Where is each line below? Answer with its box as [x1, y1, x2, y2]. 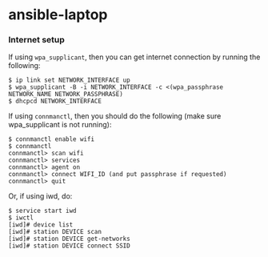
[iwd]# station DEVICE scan [8, 228, 102, 236]
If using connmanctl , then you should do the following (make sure [8, 111, 222, 121]
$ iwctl [8, 214, 34, 222]
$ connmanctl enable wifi [8, 135, 94, 143]
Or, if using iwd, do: [8, 191, 73, 201]
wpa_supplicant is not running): [8, 120, 112, 130]
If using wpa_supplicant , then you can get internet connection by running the [8, 52, 261, 62]
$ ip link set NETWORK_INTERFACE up [8, 76, 130, 85]
